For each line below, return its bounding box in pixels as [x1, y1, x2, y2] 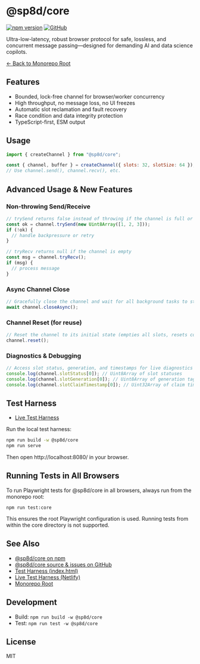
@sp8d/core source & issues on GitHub [14, 561, 112, 568]
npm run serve [6, 443, 42, 449]
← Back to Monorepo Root [6, 60, 71, 67]
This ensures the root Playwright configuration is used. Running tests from [6, 515, 189, 522]
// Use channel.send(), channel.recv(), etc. [6, 168, 121, 174]
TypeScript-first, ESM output [14, 118, 86, 125]
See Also [6, 539, 40, 549]
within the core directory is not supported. [6, 521, 110, 528]
